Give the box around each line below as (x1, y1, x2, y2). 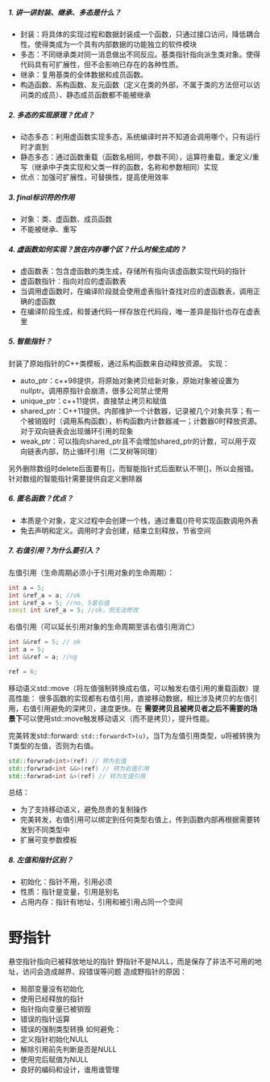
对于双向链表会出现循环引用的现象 (19, 426, 134, 436)
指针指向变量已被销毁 (19, 1004, 91, 1014)
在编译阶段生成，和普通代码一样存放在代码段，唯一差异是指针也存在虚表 (19, 306, 260, 316)
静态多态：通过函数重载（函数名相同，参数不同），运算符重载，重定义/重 (19, 152, 260, 162)
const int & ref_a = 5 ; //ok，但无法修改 (8, 606, 139, 614)
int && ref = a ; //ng (8, 653, 78, 662)
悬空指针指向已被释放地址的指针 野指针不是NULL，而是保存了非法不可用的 (8, 957, 255, 966)
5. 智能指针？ (8, 336, 52, 347)
